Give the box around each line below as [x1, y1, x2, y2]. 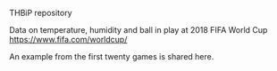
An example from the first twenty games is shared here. [9, 51, 214, 61]
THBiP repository [9, 8, 73, 18]
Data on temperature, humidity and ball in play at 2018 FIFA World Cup [9, 25, 268, 35]
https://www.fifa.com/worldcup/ [9, 35, 128, 44]
